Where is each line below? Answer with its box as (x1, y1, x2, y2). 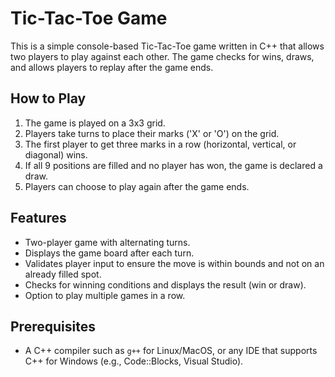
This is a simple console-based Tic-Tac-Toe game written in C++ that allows (10, 40, 325, 52)
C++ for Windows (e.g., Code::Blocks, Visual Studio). (24, 355, 244, 367)
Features (10, 210, 67, 227)
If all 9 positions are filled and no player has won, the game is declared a (24, 159, 323, 171)
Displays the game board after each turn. (24, 247, 195, 259)
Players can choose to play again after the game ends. (24, 180, 250, 192)
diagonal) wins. (24, 148, 88, 161)
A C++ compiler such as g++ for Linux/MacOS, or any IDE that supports (24, 345, 318, 357)
